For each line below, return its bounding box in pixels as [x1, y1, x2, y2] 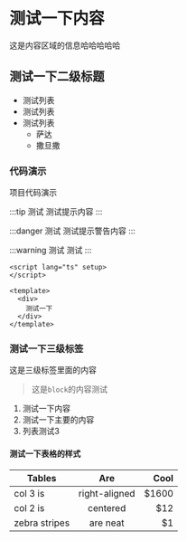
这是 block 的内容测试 [31, 384, 108, 394]
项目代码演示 [9, 187, 57, 198]
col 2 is [14, 501, 45, 514]
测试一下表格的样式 [9, 448, 81, 459]
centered [87, 501, 126, 514]
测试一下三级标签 [9, 342, 84, 355]
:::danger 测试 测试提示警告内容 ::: [9, 225, 136, 236]
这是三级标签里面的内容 [9, 365, 97, 375]
